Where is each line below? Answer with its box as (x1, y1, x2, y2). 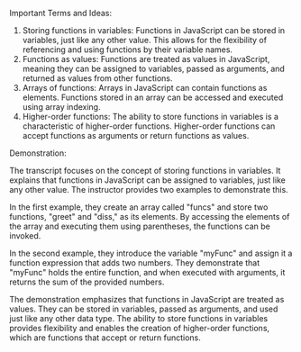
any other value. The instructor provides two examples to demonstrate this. (9, 185, 288, 194)
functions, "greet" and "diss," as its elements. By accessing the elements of (9, 212, 290, 221)
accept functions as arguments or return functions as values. (22, 131, 250, 140)
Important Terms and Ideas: (9, 8, 113, 18)
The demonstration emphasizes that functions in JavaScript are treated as (9, 294, 285, 304)
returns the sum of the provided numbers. (9, 276, 165, 287)
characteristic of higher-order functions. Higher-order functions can (22, 121, 276, 131)
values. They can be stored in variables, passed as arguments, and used (9, 303, 278, 314)
